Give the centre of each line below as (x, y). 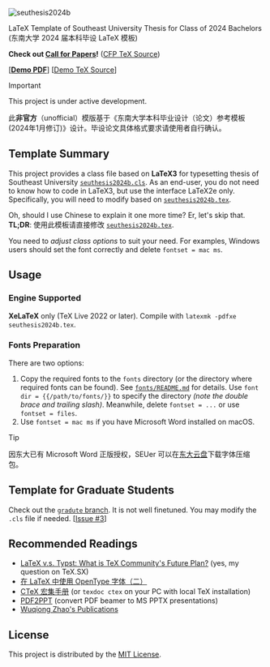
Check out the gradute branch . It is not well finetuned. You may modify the (133, 510)
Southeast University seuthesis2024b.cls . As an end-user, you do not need (134, 182)
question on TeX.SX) (54, 572)
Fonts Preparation (45, 345)
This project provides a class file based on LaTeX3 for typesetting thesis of (134, 173)
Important (25, 86)
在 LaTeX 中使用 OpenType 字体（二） (84, 581)
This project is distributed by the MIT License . (85, 654)
